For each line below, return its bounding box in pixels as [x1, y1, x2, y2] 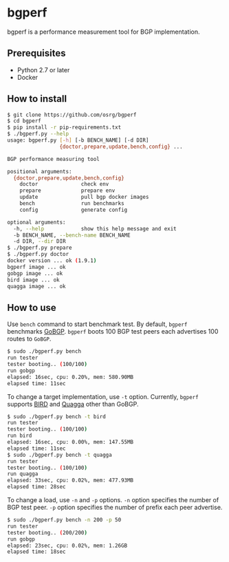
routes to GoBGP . [7, 335, 52, 343]
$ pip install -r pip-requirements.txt [7, 124, 122, 131]
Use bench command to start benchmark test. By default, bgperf [7, 320, 188, 328]
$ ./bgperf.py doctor [7, 251, 69, 258]
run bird [7, 432, 32, 440]
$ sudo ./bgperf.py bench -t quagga [7, 451, 112, 458]
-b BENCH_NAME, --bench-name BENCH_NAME [13, 232, 131, 239]
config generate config [19, 206, 128, 213]
